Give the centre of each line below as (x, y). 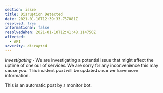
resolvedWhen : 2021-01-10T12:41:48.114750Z (50, 32)
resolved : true (21, 23)
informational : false (27, 28)
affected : (15, 37)
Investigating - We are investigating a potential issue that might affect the (79, 60)
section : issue (21, 10)
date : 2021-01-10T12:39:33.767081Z (42, 19)
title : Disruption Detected (34, 14)
